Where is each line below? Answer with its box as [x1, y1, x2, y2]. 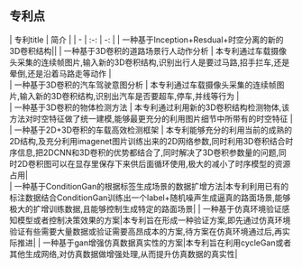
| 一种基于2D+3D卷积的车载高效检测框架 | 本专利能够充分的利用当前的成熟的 [9, 125, 293, 135]
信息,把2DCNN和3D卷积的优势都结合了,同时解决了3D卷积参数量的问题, [16, 147, 279, 158]
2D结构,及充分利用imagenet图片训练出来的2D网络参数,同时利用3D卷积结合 [9, 135, 286, 146]
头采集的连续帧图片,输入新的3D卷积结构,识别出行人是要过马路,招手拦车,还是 [9, 57, 290, 68]
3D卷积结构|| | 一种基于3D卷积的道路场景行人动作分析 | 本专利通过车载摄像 [9, 45, 287, 56]
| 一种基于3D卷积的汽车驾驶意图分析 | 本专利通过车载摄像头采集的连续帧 [9, 79, 277, 90]
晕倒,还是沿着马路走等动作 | [9, 68, 112, 79]
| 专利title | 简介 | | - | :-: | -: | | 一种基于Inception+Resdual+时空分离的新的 [9, 34, 284, 45]
